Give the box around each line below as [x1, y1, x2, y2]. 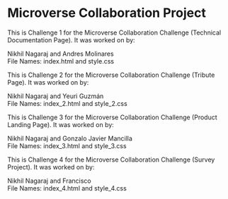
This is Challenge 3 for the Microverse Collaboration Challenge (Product [7, 113, 217, 121]
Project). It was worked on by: [7, 162, 95, 171]
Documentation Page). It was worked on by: [7, 35, 136, 44]
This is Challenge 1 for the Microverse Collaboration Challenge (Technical [7, 28, 222, 37]
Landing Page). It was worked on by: [7, 120, 115, 128]
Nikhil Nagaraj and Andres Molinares [7, 49, 115, 58]
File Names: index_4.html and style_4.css [7, 183, 127, 192]
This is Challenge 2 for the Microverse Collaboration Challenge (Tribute [7, 71, 215, 79]
